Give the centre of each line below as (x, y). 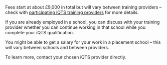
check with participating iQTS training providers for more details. (72, 12)
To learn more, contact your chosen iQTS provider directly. (66, 57)
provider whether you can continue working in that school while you (75, 27)
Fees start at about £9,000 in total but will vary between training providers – (83, 7)
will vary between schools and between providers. (57, 47)
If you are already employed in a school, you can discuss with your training (82, 22)
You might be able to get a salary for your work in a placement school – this (83, 42)
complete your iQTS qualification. (40, 32)
